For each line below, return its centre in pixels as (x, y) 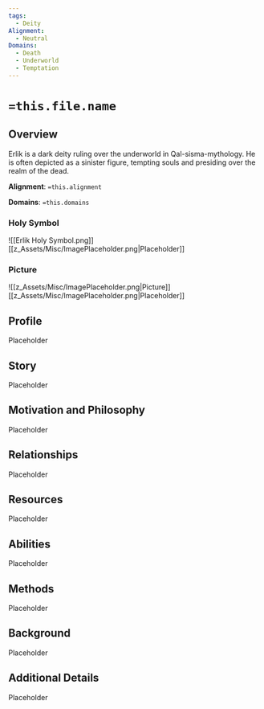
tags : (17, 16)
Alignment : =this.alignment (55, 186)
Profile (25, 321)
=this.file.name (62, 106)
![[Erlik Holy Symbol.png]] (51, 240)
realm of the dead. (39, 170)
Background (39, 633)
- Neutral (32, 38)
